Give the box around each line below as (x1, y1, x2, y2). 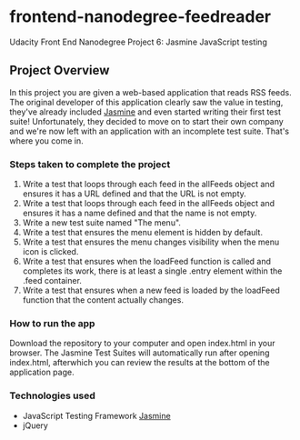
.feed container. (22, 275, 82, 286)
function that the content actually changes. (22, 295, 185, 305)
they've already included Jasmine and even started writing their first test (9, 106, 282, 117)
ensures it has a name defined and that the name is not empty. (22, 207, 257, 219)
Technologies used (9, 389, 95, 402)
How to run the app (9, 316, 95, 329)
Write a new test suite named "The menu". (22, 217, 182, 228)
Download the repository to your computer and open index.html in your (9, 338, 275, 349)
